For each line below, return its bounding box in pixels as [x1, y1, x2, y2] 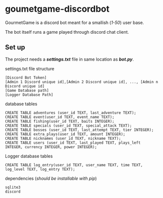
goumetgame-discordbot [5, 3, 110, 15]
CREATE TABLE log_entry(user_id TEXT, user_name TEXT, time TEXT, [5, 162, 143, 167]
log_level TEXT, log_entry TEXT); [5, 167, 76, 172]
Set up [5, 43, 25, 52]
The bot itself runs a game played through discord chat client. [5, 29, 129, 35]
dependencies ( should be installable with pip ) [5, 175, 97, 181]
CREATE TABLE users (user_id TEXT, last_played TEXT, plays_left [5, 140, 141, 145]
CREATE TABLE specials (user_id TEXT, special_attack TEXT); [5, 123, 132, 128]
